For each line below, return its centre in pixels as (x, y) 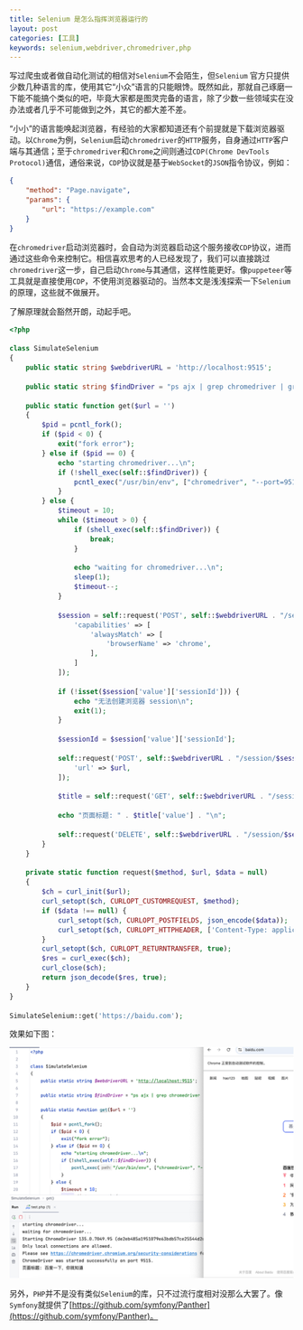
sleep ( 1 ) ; (92, 577)
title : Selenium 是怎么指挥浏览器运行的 (79, 19)
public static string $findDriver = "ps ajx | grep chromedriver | (155, 387)
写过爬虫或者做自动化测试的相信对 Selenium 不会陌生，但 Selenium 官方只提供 (150, 76)
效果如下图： (33, 1034)
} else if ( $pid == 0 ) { (88, 453)
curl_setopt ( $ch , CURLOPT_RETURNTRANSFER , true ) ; (137, 949)
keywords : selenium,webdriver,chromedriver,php (101, 48)
